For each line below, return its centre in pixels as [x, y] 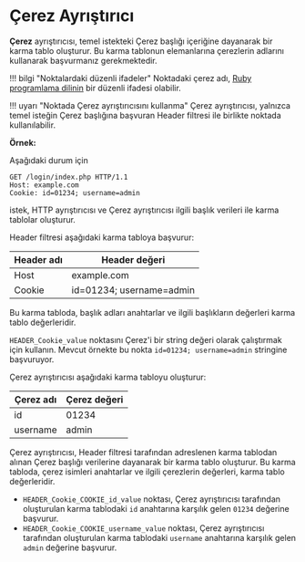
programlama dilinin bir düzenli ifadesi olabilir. [96, 88]
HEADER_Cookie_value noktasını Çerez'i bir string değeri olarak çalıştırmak [146, 339]
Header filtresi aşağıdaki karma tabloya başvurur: [102, 237]
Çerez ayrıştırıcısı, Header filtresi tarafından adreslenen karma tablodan [143, 452]
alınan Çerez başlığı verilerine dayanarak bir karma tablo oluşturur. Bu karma [152, 462]
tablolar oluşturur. [42, 219]
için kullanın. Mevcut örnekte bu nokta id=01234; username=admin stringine [148, 349]
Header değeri [133, 259]
